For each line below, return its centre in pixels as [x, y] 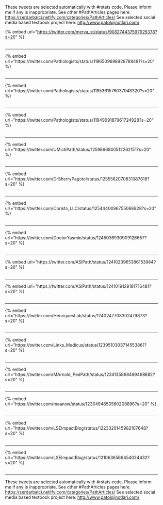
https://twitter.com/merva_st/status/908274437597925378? [97, 32]
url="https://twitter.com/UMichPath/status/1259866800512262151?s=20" [78, 149]
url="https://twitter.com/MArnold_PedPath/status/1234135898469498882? [80, 375]
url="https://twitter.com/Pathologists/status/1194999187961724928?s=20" [79, 120]
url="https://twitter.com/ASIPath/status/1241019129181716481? [90, 286]
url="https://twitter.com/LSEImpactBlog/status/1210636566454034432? [77, 457]
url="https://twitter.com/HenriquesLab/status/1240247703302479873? [76, 316]
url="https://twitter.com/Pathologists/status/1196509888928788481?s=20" [80, 61]
